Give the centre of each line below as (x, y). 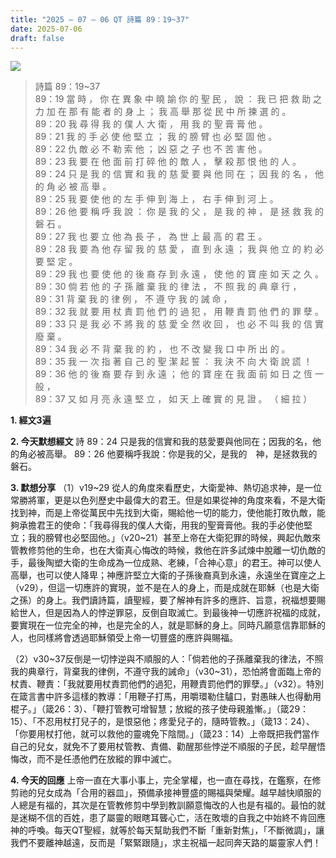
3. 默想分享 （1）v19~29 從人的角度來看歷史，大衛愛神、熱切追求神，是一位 (166, 488)
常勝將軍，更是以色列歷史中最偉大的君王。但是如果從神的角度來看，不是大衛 (168, 500)
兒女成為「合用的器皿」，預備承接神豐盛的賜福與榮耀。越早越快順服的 (179, 793)
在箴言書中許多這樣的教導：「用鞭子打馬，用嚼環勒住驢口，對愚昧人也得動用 (166, 697)
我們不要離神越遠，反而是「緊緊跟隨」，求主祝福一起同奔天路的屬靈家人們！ (166, 843)
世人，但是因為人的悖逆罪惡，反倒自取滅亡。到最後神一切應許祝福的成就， (172, 613)
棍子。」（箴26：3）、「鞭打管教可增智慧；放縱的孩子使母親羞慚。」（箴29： (160, 709)
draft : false (37, 38)
